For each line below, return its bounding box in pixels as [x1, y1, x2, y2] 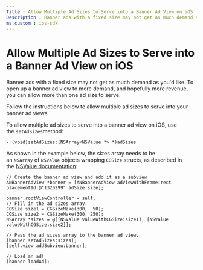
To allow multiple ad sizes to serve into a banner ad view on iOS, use [6, 121, 177, 128]
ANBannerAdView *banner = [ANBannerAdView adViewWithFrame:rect [6, 180, 172, 186]
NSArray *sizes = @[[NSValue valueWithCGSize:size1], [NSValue [6, 216, 169, 223]
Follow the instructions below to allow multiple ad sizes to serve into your [6, 103, 188, 110]
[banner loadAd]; [6, 259, 50, 265]
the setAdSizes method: [6, 128, 63, 135]
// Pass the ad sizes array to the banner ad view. [6, 233, 139, 239]
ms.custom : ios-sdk [6, 20, 59, 26]
